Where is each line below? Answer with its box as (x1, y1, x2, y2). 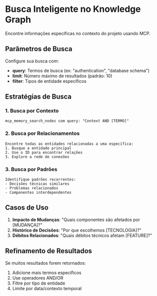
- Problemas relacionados (5, 186, 58, 191)
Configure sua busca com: (5, 58, 59, 64)
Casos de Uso (5, 203, 48, 212)
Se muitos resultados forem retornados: (5, 260, 86, 266)
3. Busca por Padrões (5, 166, 58, 173)
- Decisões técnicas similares (5, 181, 70, 186)
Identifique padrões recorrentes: (5, 177, 77, 182)
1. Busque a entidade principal (5, 145, 72, 151)
